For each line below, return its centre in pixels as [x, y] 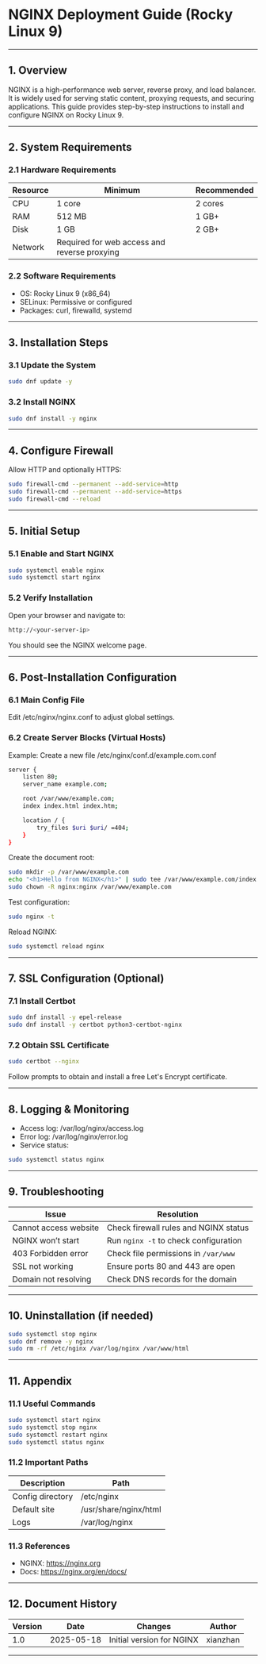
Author [223, 1626]
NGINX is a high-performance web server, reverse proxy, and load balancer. [132, 90]
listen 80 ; [40, 777]
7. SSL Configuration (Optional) [86, 979]
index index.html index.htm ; [70, 806]
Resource [30, 190]
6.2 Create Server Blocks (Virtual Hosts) [87, 738]
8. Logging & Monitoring [69, 1109]
